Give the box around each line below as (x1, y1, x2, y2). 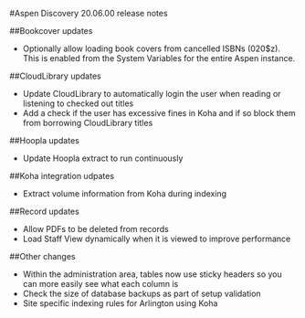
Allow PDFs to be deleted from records (22, 224, 169, 234)
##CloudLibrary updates (9, 70, 102, 81)
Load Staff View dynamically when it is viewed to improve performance (22, 233, 291, 244)
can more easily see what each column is (22, 279, 179, 289)
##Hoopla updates (9, 135, 79, 145)
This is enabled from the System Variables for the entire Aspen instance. (22, 53, 296, 63)
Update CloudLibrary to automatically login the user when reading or (22, 89, 281, 99)
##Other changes (9, 251, 76, 261)
